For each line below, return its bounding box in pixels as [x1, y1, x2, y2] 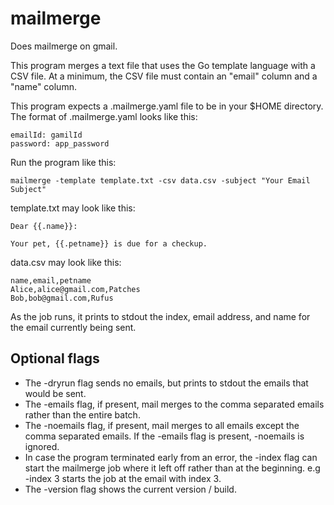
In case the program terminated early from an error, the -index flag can [24, 451, 318, 463]
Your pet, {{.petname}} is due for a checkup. [10, 238, 208, 249]
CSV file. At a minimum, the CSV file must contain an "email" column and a [10, 70, 318, 82]
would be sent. [24, 387, 87, 399]
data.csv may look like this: [10, 256, 122, 268]
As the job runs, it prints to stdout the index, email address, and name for [10, 310, 311, 322]
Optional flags [10, 350, 100, 367]
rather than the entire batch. [24, 408, 141, 421]
